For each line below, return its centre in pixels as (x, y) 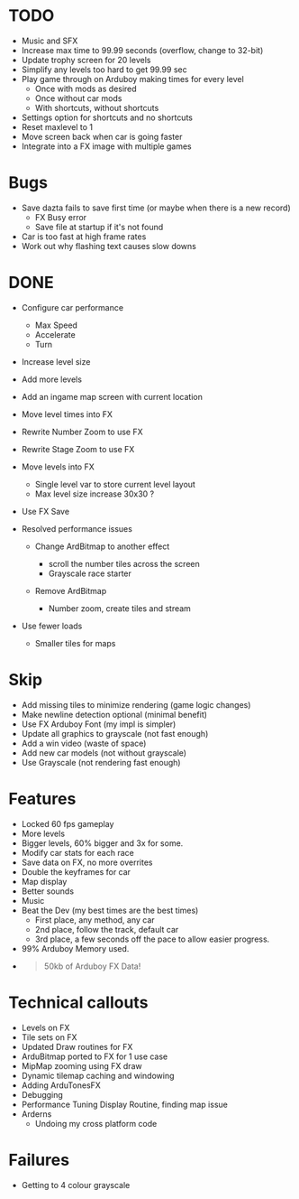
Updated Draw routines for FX (77, 1046)
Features (42, 799)
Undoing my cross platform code (96, 1123)
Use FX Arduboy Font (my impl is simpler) (99, 724)
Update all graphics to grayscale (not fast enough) (115, 733)
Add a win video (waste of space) (84, 743)
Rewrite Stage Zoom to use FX (78, 449)
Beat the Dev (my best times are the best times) (110, 910)
